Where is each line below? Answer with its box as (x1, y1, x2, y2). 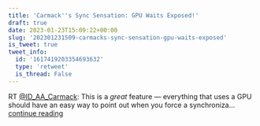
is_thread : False (15, 70, 72, 78)
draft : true (8, 19, 47, 27)
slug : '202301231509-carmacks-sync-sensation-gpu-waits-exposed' (8, 33, 227, 42)
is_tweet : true (8, 41, 58, 49)
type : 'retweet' (15, 63, 69, 71)
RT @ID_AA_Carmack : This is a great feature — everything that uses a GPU (8, 91, 252, 101)
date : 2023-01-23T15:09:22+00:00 (8, 26, 118, 34)
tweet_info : (8, 48, 47, 56)
